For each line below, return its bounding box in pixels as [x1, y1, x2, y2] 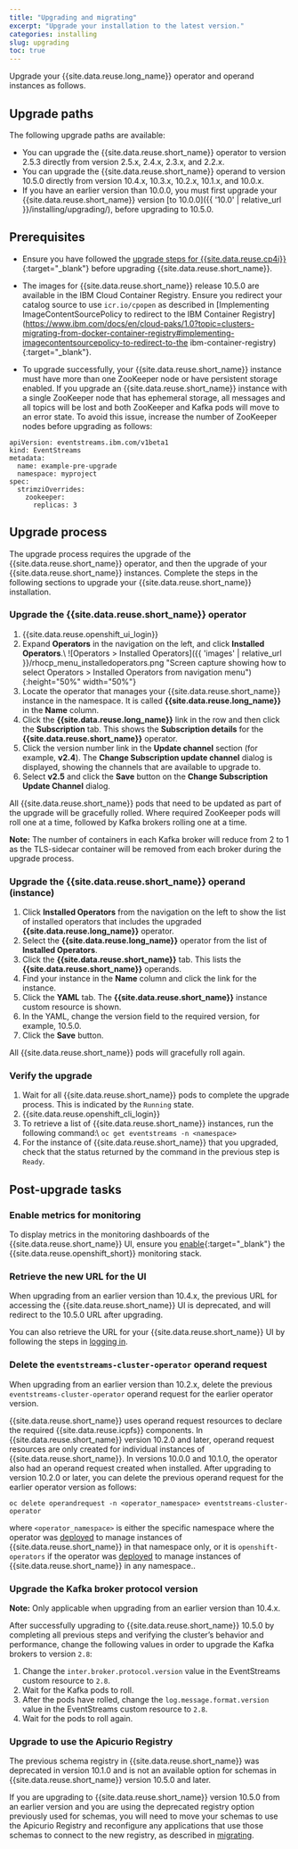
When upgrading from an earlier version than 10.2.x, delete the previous [9, 1379, 273, 1389]
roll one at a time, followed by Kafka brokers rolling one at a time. [9, 817, 247, 827]
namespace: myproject [17, 469, 98, 478]
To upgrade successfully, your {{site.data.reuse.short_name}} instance [21, 363, 282, 375]
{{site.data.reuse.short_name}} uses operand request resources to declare [9, 1415, 283, 1426]
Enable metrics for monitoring [9, 1208, 141, 1221]
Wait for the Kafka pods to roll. [21, 1685, 134, 1696]
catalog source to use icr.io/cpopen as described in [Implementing [21, 299, 270, 310]
